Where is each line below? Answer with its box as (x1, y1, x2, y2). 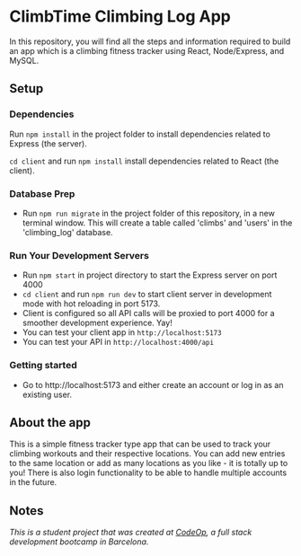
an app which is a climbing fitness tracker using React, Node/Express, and (9, 45, 285, 56)
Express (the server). (9, 137, 87, 149)
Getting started (9, 359, 78, 372)
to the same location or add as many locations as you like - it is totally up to (9, 458, 288, 469)
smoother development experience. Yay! (22, 317, 173, 329)
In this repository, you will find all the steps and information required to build (9, 36, 291, 47)
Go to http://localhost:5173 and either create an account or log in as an (22, 379, 284, 390)
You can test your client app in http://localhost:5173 (22, 327, 222, 338)
